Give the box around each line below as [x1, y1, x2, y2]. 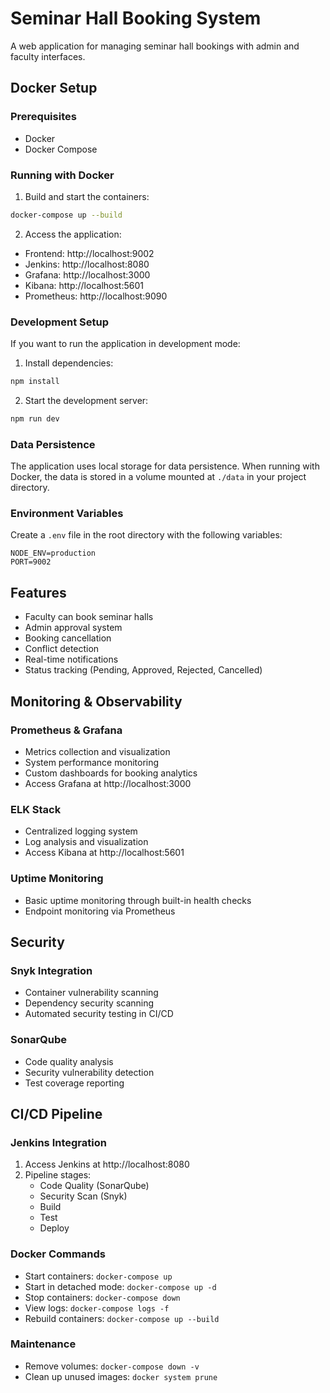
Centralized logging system [24, 825, 138, 837]
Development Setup [10, 315, 109, 329]
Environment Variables [10, 507, 124, 521]
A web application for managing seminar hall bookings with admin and [10, 40, 300, 52]
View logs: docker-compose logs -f [24, 1302, 170, 1314]
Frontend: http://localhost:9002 [24, 247, 155, 259]
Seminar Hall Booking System [10, 7, 262, 30]
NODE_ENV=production [10, 548, 97, 559]
